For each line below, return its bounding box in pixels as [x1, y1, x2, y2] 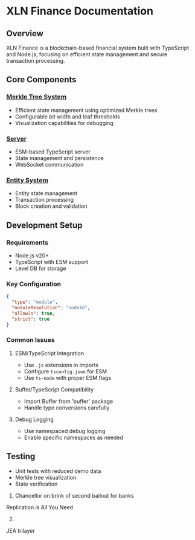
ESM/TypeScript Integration [14, 349, 85, 357]
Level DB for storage [14, 265, 66, 272]
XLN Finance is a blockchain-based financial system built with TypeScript [6, 44, 189, 51]
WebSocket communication [14, 161, 84, 168]
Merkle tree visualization [14, 474, 77, 481]
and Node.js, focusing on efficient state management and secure [6, 51, 168, 58]
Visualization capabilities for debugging [14, 119, 113, 126]
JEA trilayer [6, 527, 35, 534]
